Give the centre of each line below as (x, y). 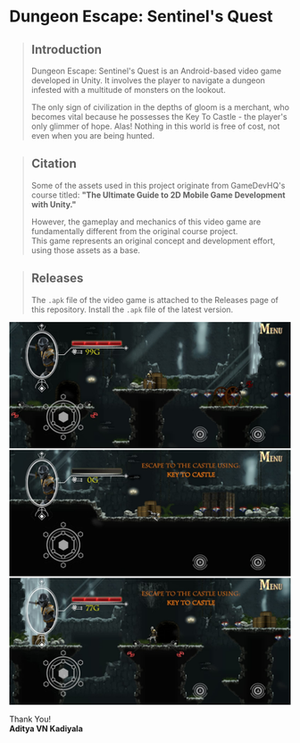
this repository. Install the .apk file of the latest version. (132, 309)
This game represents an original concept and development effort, (153, 241)
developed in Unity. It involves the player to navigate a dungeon (148, 80)
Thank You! (30, 719)
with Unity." (54, 204)
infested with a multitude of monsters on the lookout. (128, 90)
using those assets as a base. (86, 250)
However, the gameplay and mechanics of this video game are (146, 222)
